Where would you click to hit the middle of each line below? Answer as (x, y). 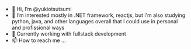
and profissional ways (38, 27)
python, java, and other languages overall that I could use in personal (95, 21)
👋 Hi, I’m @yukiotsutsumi (41, 9)
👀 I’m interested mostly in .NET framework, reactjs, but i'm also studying (98, 15)
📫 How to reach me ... (39, 40)
